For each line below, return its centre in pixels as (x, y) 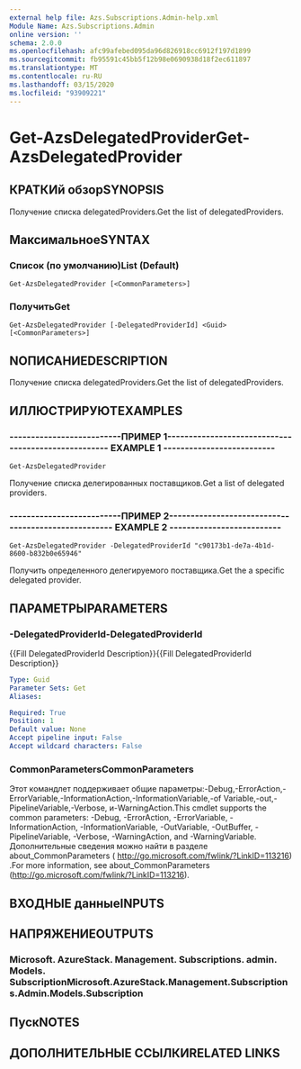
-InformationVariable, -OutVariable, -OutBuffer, (166, 827)
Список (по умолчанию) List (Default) (94, 265)
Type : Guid (30, 679)
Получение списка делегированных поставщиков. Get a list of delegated (147, 483)
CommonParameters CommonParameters (102, 769)
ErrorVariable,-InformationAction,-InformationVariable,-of (115, 799)
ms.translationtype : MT (54, 68)
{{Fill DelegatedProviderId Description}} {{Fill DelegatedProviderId (130, 653)
